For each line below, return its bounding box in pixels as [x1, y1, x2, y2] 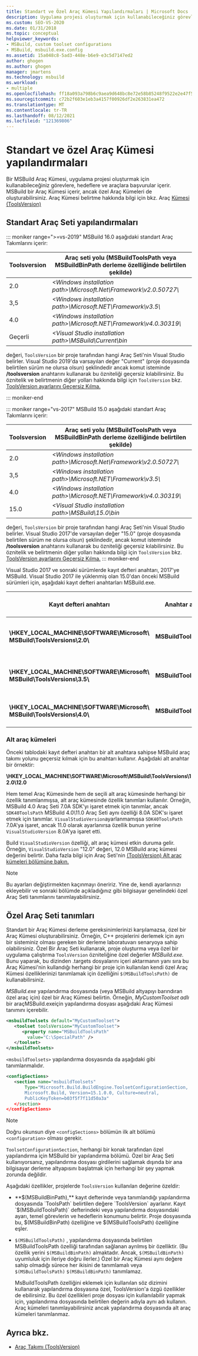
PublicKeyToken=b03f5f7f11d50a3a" [24, 1095, 110, 1102]
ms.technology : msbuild [6, 74, 65, 80]
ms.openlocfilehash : [6, 91, 57, 97]
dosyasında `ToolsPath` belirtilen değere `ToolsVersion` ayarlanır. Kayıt [14, 1200, 186, 1208]
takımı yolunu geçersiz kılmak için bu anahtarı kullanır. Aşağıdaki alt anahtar [6, 755, 190, 762]
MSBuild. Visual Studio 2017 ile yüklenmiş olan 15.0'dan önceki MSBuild [6, 573, 180, 580]
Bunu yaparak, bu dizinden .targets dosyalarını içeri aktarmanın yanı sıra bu [6, 957, 189, 964]
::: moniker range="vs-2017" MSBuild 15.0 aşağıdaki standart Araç [6, 405, 167, 412]
